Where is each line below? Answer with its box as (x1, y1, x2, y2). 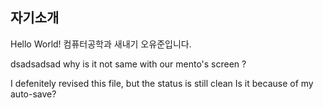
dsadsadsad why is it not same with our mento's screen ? (10, 58, 247, 70)
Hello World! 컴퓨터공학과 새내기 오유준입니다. (10, 38, 192, 50)
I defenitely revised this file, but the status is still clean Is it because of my (10, 77, 314, 89)
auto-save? (10, 88, 57, 100)
